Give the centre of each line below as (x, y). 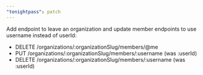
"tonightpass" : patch (34, 12)
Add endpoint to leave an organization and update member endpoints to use (101, 29)
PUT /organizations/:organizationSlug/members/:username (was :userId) (106, 53)
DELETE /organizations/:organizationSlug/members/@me (87, 47)
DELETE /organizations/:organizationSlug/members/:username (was (100, 59)
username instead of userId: (42, 35)
